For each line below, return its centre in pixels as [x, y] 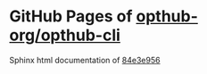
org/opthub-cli [65, 35]
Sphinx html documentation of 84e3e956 [85, 60]
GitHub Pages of [71, 16]
